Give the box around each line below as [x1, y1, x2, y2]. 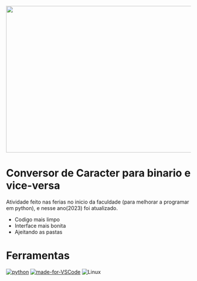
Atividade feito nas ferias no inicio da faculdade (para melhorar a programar [6, 198, 189, 205]
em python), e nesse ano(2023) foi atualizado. [6, 204, 118, 211]
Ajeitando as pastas [14, 228, 63, 235]
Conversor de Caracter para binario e [6, 167, 191, 180]
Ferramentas [6, 249, 70, 262]
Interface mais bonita [14, 222, 66, 229]
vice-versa [6, 179, 60, 192]
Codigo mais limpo [14, 216, 60, 223]
